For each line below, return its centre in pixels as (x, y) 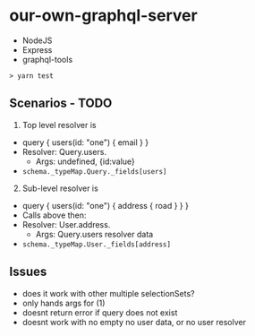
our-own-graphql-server (104, 16)
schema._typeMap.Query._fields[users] (94, 171)
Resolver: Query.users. (64, 151)
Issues (28, 272)
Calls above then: (54, 215)
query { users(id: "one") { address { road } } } (106, 205)
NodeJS (37, 40)
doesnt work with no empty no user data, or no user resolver (134, 322)
